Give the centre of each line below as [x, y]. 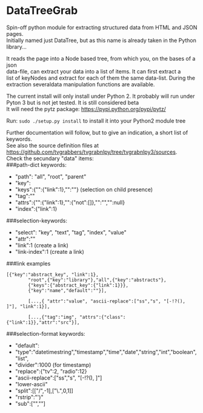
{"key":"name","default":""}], [68, 290]
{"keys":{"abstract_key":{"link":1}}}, [78, 285]
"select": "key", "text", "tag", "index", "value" [71, 232]
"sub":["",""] [30, 403]
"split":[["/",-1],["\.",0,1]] [44, 391]
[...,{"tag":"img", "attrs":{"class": [77, 317]
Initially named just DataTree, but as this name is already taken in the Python [101, 40]
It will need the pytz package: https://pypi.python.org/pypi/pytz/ [86, 109]
